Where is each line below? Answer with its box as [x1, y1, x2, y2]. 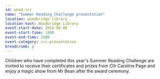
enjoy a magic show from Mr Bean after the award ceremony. [5, 68, 130, 74]
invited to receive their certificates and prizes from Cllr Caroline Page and [5, 63, 155, 69]
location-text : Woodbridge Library [5, 21, 79, 26]
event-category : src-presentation [5, 39, 77, 44]
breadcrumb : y [5, 44, 35, 49]
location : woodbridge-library [5, 16, 68, 21]
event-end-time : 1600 [5, 35, 50, 40]
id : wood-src [5, 7, 32, 12]
